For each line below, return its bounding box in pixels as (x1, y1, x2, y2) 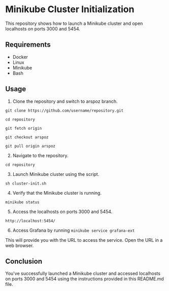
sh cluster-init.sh (5, 181, 47, 186)
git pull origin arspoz (5, 143, 56, 149)
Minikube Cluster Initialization (5, 4, 134, 15)
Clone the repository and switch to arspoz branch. (12, 98, 118, 104)
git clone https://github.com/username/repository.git (5, 108, 124, 113)
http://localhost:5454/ (5, 218, 56, 224)
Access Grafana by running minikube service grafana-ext (12, 227, 135, 233)
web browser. (5, 242, 34, 248)
